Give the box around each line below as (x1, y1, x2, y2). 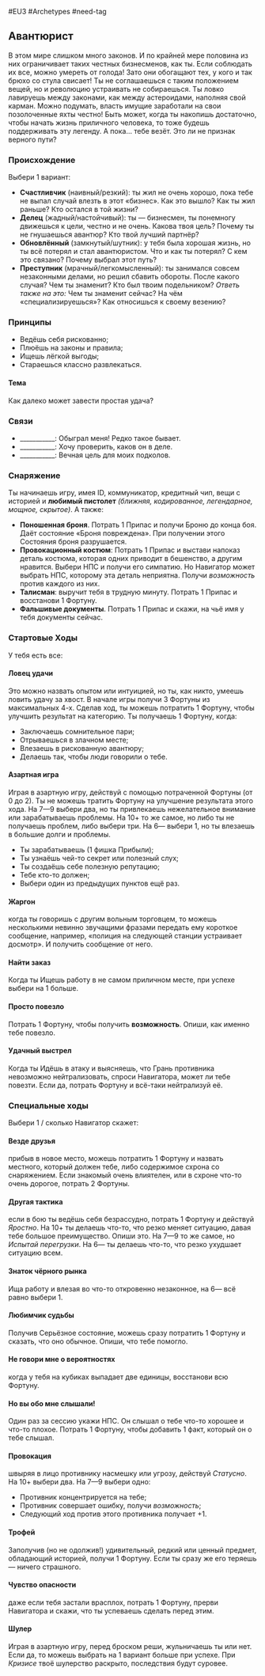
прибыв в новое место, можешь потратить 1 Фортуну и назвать (8, 1154, 224, 1163)
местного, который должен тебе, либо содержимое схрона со (8, 1162, 220, 1172)
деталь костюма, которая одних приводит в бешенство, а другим (19, 554, 243, 563)
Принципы (8, 317, 52, 328)
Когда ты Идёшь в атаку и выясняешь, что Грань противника (8, 1064, 215, 1073)
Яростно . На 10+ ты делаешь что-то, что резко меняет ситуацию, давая (8, 1223, 252, 1233)
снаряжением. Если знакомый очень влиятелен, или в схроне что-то (8, 1170, 243, 1180)
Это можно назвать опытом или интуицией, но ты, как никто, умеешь (8, 686, 244, 696)
